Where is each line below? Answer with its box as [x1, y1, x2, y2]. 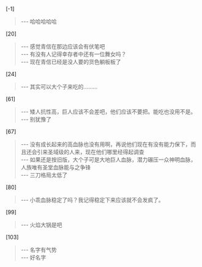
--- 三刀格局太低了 [20, 171, 68, 179]
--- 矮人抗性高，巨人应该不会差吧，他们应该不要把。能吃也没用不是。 [20, 108, 196, 115]
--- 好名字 [20, 254, 47, 261]
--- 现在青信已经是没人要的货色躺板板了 [20, 58, 122, 65]
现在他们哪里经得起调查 [84, 149, 144, 155]
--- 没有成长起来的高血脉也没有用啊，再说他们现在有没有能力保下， [20, 141, 191, 148]
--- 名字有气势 [20, 246, 58, 253]
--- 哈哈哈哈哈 [20, 18, 58, 25]
